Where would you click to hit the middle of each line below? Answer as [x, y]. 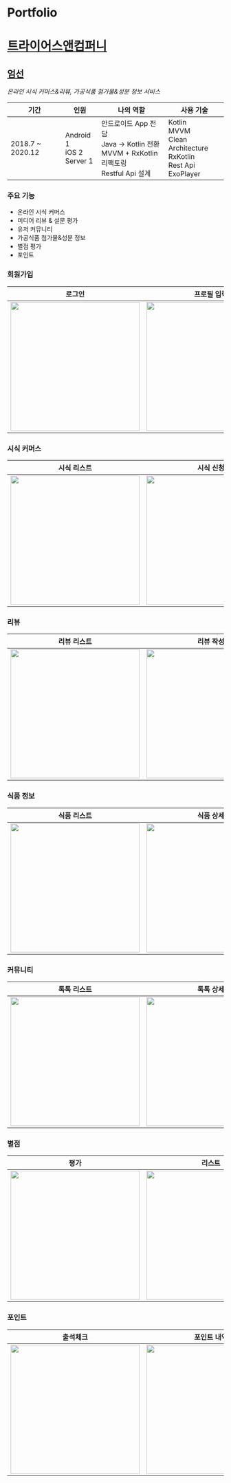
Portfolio [32, 13]
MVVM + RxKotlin [129, 153]
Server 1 [79, 161]
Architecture [188, 148]
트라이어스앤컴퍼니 [57, 46]
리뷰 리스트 [75, 642]
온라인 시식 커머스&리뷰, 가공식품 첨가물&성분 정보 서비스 [84, 91]
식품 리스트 [75, 815]
